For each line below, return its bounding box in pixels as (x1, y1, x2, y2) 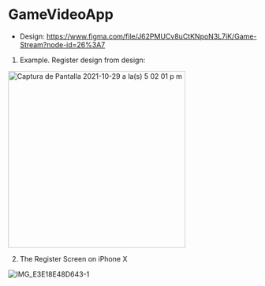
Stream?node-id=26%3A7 (19, 39, 106, 49)
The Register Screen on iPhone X (19, 254, 128, 263)
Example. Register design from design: (19, 55, 146, 65)
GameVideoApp (8, 6, 114, 24)
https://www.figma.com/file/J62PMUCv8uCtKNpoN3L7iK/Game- (46, 32, 257, 41)
